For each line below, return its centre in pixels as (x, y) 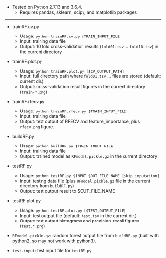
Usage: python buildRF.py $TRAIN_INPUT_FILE (66, 146)
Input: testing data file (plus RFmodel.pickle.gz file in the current (85, 181)
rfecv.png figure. (37, 127)
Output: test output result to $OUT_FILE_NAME (67, 191)
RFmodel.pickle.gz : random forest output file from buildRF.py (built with (85, 236)
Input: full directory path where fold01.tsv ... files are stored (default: (90, 76)
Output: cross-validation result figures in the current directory (83, 87)
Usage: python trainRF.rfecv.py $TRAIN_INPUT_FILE (73, 111)
